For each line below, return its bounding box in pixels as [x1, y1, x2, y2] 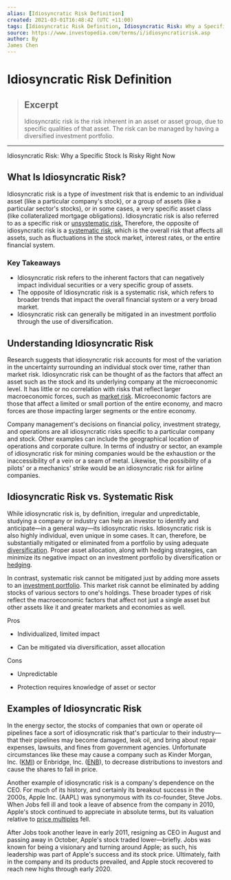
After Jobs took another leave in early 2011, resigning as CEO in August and [7, 828, 221, 836]
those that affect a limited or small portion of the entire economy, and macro [7, 399, 223, 408]
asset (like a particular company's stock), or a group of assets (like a [7, 197, 201, 205]
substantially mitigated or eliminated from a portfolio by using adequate [7, 538, 209, 547]
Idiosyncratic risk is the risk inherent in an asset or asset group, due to [23, 118, 223, 125]
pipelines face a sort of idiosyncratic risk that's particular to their [7, 728, 190, 736]
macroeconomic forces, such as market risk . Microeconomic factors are [7, 392, 212, 400]
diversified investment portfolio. [23, 132, 115, 140]
